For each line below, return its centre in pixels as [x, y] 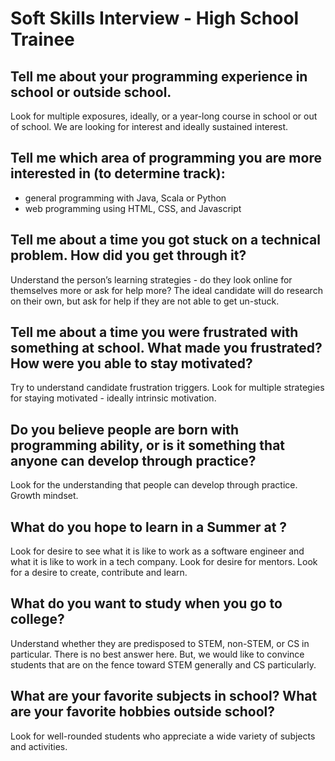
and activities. [39, 746]
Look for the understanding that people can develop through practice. [154, 485]
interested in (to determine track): [118, 173]
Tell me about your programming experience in [159, 76]
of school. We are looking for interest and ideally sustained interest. [149, 126]
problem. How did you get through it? [128, 255]
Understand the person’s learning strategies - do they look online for [151, 279]
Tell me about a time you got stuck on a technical [165, 240]
